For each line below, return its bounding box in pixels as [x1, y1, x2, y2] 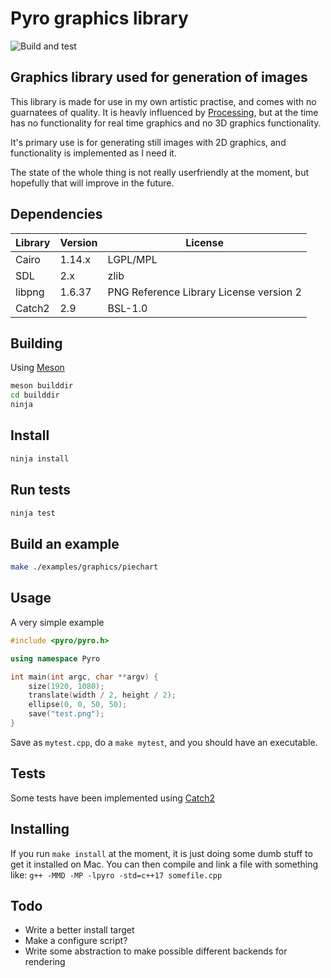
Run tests [10, 482, 71, 499]
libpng [15, 285, 45, 299]
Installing [10, 821, 70, 838]
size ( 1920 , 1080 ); [28, 681, 105, 691]
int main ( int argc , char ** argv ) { [10, 672, 159, 682]
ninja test [10, 508, 56, 518]
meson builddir [10, 381, 74, 391]
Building [10, 335, 63, 352]
